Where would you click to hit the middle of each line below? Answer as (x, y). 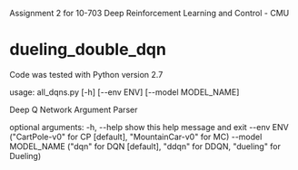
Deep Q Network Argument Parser (74, 109)
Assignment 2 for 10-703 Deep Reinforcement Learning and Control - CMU (149, 13)
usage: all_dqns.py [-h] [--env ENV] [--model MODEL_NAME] (124, 92)
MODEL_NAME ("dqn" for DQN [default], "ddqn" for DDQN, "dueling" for (145, 146)
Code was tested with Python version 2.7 (86, 74)
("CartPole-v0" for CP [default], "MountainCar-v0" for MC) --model (136, 137)
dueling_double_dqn (88, 50)
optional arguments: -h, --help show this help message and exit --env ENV (149, 127)
